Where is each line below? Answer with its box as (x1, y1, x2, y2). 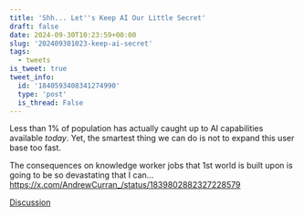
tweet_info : (9, 73, 55, 82)
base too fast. (9, 142, 62, 153)
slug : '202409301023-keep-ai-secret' (9, 38, 153, 48)
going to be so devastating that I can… (9, 170, 154, 180)
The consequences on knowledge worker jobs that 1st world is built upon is (9, 160, 294, 171)
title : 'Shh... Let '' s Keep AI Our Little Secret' (9, 13, 206, 23)
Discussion (9, 197, 51, 208)
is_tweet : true (9, 65, 68, 74)
